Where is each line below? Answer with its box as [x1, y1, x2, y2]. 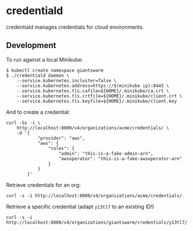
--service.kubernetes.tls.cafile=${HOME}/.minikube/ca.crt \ [16, 88, 169, 94]
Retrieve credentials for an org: [6, 181, 81, 188]
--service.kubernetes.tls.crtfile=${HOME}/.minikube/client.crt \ [16, 93, 182, 99]
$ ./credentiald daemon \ [6, 72, 69, 79]
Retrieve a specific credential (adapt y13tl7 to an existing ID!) [6, 203, 154, 210]
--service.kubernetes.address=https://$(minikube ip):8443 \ [16, 83, 169, 89]
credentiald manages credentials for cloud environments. [6, 23, 144, 30]
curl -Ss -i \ [6, 120, 41, 125]
